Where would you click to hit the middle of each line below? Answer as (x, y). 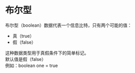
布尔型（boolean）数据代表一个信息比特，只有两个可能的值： (69, 25)
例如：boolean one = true (32, 65)
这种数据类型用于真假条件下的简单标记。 (47, 53)
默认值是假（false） (26, 59)
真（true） (23, 36)
